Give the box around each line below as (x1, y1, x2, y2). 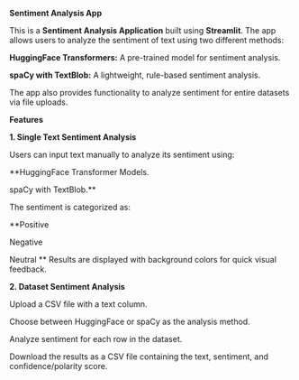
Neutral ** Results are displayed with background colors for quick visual (9, 255, 277, 264)
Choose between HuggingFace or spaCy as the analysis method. (9, 316, 250, 327)
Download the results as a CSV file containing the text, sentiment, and (9, 351, 268, 362)
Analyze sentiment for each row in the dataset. (9, 334, 183, 344)
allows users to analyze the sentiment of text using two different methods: (9, 35, 285, 45)
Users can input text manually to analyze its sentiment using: (9, 149, 235, 160)
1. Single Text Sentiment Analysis (9, 132, 137, 143)
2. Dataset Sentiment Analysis (9, 282, 126, 292)
